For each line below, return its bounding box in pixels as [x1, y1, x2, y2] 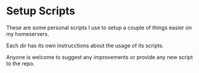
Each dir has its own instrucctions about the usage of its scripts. [6, 42, 164, 49]
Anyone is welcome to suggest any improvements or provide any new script [6, 53, 193, 60]
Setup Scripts [6, 4, 76, 18]
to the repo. [6, 60, 35, 67]
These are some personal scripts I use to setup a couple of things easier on [6, 24, 192, 31]
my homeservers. [6, 30, 50, 37]
